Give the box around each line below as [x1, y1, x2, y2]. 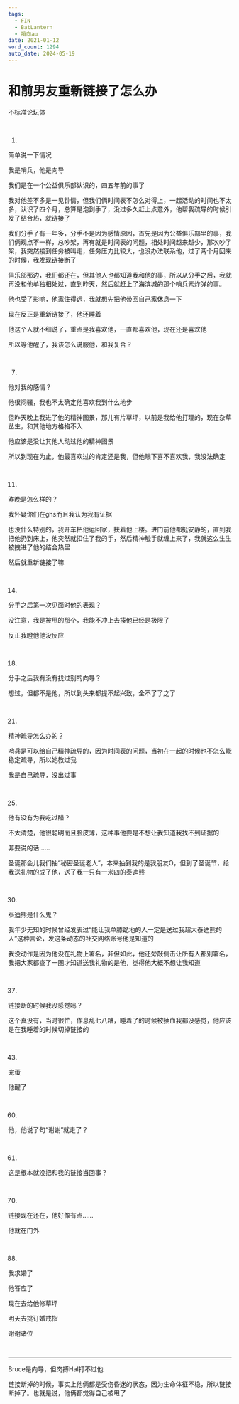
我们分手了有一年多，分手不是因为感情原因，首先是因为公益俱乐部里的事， [8, 228, 226, 237]
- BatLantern [14, 23, 53, 31]
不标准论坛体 [8, 107, 45, 116]
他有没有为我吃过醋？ [8, 813, 70, 822]
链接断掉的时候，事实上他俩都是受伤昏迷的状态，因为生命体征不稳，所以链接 [8, 1380, 232, 1388]
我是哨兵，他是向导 [8, 165, 65, 174]
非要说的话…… [8, 843, 50, 852]
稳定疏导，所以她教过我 [8, 755, 77, 764]
